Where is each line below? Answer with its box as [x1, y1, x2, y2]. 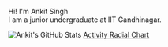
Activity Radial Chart [82, 31, 150, 39]
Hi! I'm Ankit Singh [8, 7, 69, 16]
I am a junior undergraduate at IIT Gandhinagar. [8, 15, 162, 24]
